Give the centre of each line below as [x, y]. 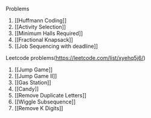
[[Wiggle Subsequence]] [45, 102]
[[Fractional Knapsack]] [44, 40]
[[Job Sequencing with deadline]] [56, 46]
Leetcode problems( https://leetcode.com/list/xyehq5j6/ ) [75, 58]
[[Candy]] [27, 89]
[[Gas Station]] [33, 82]
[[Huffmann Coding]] [40, 20]
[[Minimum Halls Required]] [49, 33]
